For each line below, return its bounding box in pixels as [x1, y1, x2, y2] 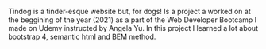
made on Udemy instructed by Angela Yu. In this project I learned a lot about [8, 24, 258, 32]
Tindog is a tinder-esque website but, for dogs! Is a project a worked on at [8, 7, 252, 16]
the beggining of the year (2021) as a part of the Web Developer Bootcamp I [8, 15, 257, 24]
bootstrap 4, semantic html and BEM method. [8, 32, 156, 41]
